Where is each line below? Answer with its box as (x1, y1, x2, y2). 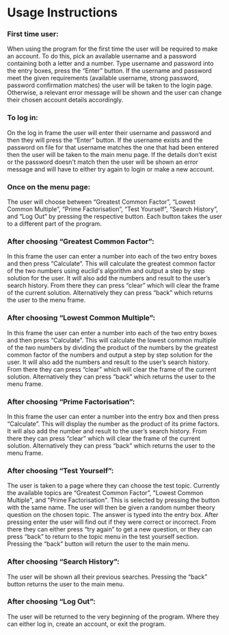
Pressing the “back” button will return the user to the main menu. (7, 540, 190, 548)
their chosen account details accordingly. (7, 96, 124, 104)
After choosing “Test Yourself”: (7, 466, 114, 475)
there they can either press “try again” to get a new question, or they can (7, 525, 213, 534)
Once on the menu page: (7, 182, 91, 191)
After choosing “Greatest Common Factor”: (7, 237, 154, 246)
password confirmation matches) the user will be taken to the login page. (7, 81, 213, 90)
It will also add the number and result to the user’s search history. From (7, 427, 207, 435)
